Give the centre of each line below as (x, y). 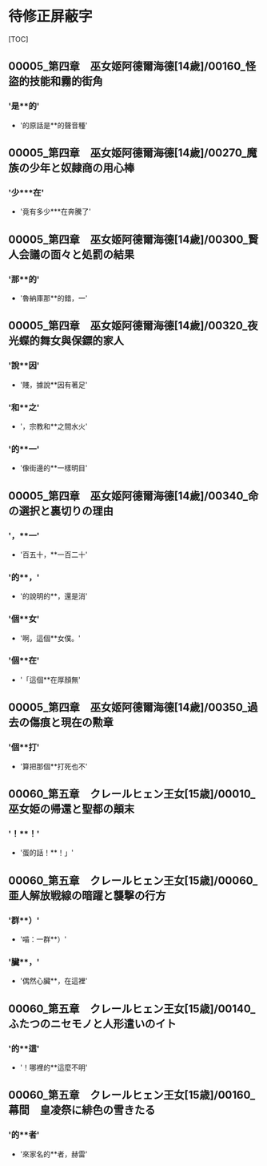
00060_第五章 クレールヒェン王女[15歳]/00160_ (132, 1095)
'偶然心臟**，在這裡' (54, 981)
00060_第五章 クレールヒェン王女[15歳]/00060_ (133, 880)
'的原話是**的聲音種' (54, 125)
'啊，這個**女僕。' (50, 638)
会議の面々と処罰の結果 (76, 254)
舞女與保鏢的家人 (82, 341)
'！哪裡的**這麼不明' (54, 1067)
